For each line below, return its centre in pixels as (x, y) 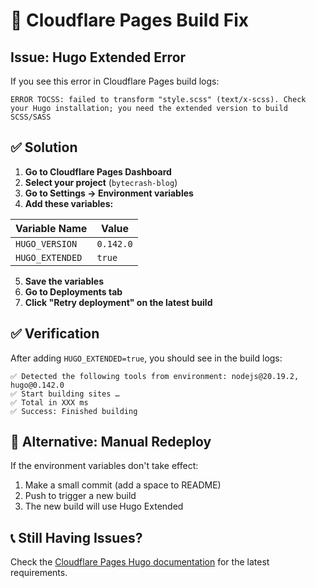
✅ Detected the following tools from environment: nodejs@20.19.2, (155, 376)
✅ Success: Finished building (74, 411)
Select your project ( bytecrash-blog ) (101, 182)
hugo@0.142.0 (37, 385)
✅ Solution (44, 147)
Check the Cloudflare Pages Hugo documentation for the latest (140, 562)
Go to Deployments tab (73, 291)
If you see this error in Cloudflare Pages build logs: (115, 81)
